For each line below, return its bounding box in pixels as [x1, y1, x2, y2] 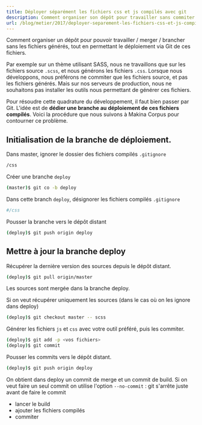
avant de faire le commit [6, 388, 66, 396]
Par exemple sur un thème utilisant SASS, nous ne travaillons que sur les [6, 61, 186, 68]
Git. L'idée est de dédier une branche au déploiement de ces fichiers [6, 105, 179, 112]
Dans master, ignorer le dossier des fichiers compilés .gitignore [6, 151, 167, 158]
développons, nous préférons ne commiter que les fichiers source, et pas [6, 73, 188, 81]
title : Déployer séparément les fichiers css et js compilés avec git [6, 8, 187, 15]
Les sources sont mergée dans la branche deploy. [6, 285, 130, 292]
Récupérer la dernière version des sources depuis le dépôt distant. [6, 262, 171, 269]
